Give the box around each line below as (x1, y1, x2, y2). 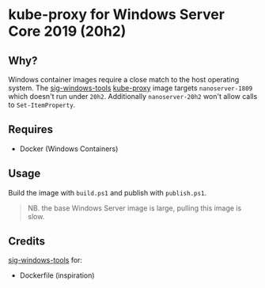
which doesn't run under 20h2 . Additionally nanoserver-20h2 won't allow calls (8, 92, 258, 100)
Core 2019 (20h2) (8, 22, 127, 40)
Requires (8, 123, 54, 136)
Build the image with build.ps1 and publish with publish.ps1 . (8, 188, 207, 197)
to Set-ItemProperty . (8, 100, 76, 109)
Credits (8, 235, 46, 248)
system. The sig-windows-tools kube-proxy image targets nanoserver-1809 (8, 83, 253, 93)
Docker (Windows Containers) (19, 144, 119, 153)
